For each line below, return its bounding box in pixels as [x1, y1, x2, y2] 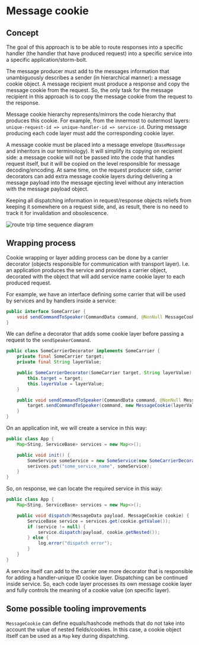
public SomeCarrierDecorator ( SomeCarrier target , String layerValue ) [17, 370, 192, 376]
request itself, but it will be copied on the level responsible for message [6, 160, 180, 167]
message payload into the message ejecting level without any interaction [6, 179, 184, 186]
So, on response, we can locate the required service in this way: [6, 485, 163, 492]
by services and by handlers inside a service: [6, 297, 117, 304]
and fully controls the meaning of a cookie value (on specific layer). [6, 586, 171, 593]
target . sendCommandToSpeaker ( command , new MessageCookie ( [27, 403, 174, 409]
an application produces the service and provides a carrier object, [6, 266, 168, 274]
